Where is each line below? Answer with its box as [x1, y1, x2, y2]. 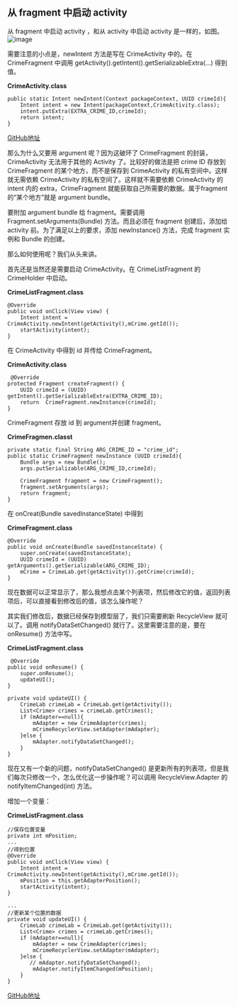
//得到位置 [7, 846, 35, 853]
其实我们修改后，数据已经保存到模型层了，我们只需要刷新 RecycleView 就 [7, 611, 222, 620]
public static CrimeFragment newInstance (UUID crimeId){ [7, 452, 182, 459]
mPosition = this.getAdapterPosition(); [20, 877, 141, 884]
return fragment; [20, 489, 72, 497]
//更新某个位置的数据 [7, 909, 62, 917]
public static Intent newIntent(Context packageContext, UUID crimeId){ [7, 95, 227, 102]
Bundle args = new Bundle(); [20, 459, 106, 466]
